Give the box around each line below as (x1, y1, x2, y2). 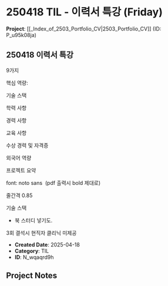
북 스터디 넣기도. (14, 217, 53, 224)
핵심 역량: (6, 79, 28, 86)
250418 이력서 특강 (6, 50, 74, 60)
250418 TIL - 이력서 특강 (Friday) (6, 5, 163, 19)
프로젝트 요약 (6, 167, 36, 174)
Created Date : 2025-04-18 (14, 241, 80, 248)
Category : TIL (14, 247, 49, 254)
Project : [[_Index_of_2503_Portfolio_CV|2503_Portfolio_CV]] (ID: (6, 25, 162, 32)
